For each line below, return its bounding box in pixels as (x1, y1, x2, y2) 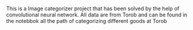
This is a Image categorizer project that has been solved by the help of (6, 5, 180, 12)
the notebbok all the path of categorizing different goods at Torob (6, 18, 167, 24)
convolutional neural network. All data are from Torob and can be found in (6, 11, 188, 18)
